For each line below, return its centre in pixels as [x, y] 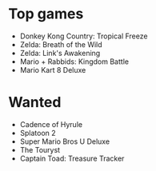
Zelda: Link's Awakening [60, 53]
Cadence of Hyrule [51, 124]
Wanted [35, 103]
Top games [46, 14]
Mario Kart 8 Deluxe [53, 70]
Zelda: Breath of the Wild [61, 44]
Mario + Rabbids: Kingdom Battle [74, 62]
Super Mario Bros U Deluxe [65, 141]
